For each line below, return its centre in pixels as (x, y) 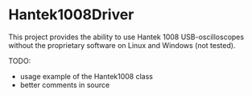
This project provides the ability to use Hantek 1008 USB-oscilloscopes (126, 37)
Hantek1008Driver (71, 15)
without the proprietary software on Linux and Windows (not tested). (122, 45)
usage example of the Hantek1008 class (86, 76)
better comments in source (65, 85)
